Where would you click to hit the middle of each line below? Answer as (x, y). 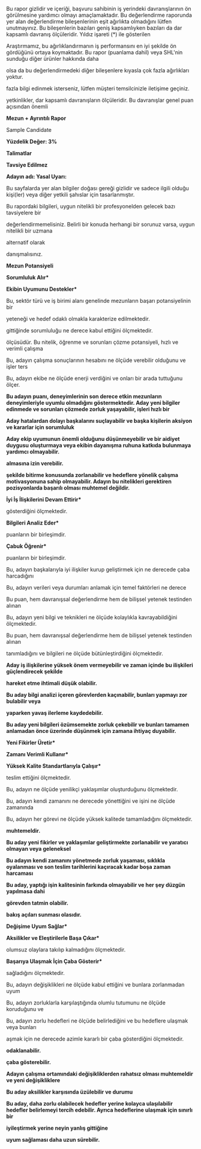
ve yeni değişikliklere (33, 1080)
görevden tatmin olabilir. (37, 903)
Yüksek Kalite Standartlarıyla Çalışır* (54, 766)
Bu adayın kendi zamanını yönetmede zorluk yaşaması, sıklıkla (86, 860)
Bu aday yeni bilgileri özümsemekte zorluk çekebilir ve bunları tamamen (98, 724)
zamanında (20, 807)
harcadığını (20, 576)
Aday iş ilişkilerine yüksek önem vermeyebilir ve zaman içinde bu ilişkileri (100, 665)
